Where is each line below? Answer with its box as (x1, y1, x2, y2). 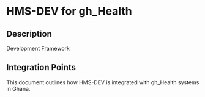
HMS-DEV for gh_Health (6, 4, 133, 18)
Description (6, 29, 52, 39)
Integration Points (6, 62, 76, 73)
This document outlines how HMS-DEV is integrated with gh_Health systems (6, 78, 199, 86)
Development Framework (6, 45, 70, 52)
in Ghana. (6, 85, 31, 92)
